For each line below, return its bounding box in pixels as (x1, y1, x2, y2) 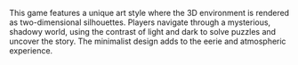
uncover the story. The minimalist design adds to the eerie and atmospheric (9, 36, 286, 46)
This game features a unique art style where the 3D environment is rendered (9, 8, 290, 18)
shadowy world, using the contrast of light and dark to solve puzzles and (9, 27, 277, 37)
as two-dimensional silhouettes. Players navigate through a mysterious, (9, 17, 271, 28)
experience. (9, 45, 53, 56)
